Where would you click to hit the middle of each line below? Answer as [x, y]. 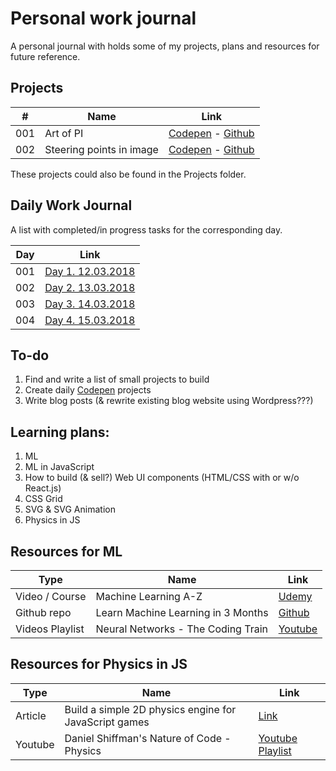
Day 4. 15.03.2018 [90, 320]
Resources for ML [66, 551]
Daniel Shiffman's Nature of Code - [148, 738]
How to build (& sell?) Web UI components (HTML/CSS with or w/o [162, 478]
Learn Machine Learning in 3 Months [182, 612]
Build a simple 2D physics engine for [150, 709]
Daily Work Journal [71, 205]
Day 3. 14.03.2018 [90, 304]
